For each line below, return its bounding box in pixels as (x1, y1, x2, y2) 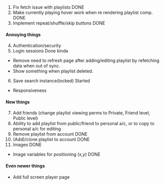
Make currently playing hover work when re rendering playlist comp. (12, 9, 153, 15)
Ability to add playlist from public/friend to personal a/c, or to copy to (12, 121, 155, 127)
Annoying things (5, 31, 41, 37)
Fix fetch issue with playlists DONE (12, 4, 84, 10)
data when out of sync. (12, 63, 61, 69)
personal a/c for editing (12, 126, 61, 132)
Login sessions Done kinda (12, 48, 69, 54)
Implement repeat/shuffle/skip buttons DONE (12, 20, 105, 26)
